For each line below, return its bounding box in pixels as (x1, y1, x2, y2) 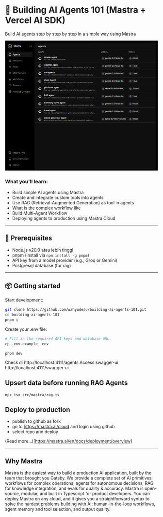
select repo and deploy (12, 429, 58, 435)
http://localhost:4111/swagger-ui (5, 364, 69, 370)
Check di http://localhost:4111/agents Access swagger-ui (5, 359, 119, 365)
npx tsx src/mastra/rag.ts (5, 392, 60, 397)
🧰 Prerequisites (5, 234, 52, 242)
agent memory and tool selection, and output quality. (5, 506, 111, 512)
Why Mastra (5, 457, 43, 465)
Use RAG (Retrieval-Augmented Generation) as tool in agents (12, 199, 134, 205)
